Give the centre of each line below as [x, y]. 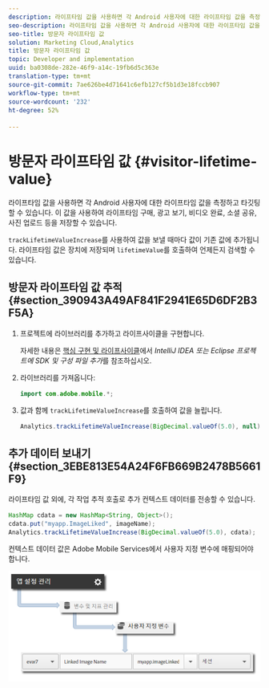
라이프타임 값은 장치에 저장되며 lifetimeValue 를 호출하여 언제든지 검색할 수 [137, 250]
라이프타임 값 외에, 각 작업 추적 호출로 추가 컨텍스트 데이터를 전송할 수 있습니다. [132, 499]
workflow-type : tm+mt [44, 93]
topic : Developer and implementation [71, 59]
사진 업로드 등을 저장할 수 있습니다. [63, 223]
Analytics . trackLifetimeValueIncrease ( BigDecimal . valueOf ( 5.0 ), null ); [142, 426]
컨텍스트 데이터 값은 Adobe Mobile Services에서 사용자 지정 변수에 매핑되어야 [131, 549]
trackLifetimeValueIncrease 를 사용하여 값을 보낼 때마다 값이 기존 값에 [120, 240]
